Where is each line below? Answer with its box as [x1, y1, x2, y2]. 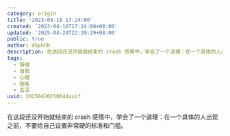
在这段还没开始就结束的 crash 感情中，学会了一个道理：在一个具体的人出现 [7, 113, 218, 121]
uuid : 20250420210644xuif [7, 93, 81, 100]
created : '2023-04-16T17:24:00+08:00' [7, 23, 118, 30]
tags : [7, 55, 23, 62]
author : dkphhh [7, 42, 51, 49]
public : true [7, 36, 44, 43]
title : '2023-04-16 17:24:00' [7, 16, 94, 23]
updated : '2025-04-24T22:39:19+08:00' [7, 29, 118, 36]
